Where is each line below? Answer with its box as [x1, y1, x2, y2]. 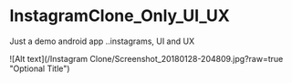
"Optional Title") [9, 63, 70, 74]
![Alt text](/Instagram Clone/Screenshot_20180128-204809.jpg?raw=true [9, 53, 284, 64]
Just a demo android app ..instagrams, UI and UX [9, 36, 194, 47]
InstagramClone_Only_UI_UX [9, 5, 230, 26]
